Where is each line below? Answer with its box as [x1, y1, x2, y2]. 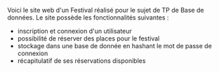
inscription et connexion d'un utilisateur [17, 27, 132, 35]
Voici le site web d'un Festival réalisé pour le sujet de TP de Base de [7, 6, 204, 14]
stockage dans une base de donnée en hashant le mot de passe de [17, 42, 212, 50]
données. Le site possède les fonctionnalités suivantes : [7, 13, 169, 22]
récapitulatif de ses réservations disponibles [17, 57, 146, 65]
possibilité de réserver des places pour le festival [17, 34, 160, 43]
